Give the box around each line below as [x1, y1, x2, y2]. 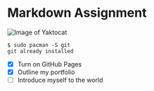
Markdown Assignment [7, 5, 147, 21]
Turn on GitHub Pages [17, 59, 82, 68]
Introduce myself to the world [17, 76, 103, 85]
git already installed [7, 48, 74, 55]
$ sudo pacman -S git [7, 41, 71, 48]
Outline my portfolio [17, 68, 75, 76]
